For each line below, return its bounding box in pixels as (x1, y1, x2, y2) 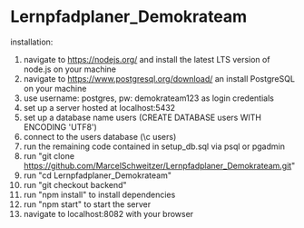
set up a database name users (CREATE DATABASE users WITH (23, 112, 262, 123)
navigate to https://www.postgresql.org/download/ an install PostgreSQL (23, 73, 296, 84)
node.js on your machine (23, 64, 117, 74)
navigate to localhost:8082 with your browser (23, 208, 194, 219)
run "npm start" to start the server (23, 198, 152, 210)
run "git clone (23, 150, 75, 161)
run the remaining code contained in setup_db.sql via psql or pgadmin (23, 141, 285, 152)
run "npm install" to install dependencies (23, 189, 176, 200)
